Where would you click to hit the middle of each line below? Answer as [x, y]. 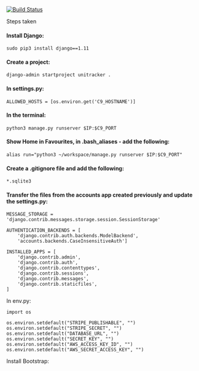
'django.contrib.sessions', [53, 273]
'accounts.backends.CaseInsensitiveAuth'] [72, 241]
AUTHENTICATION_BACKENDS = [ [44, 230]
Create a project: [28, 62]
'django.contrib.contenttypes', [59, 268]
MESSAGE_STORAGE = [30, 214]
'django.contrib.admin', [49, 257]
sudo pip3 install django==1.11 [48, 49]
